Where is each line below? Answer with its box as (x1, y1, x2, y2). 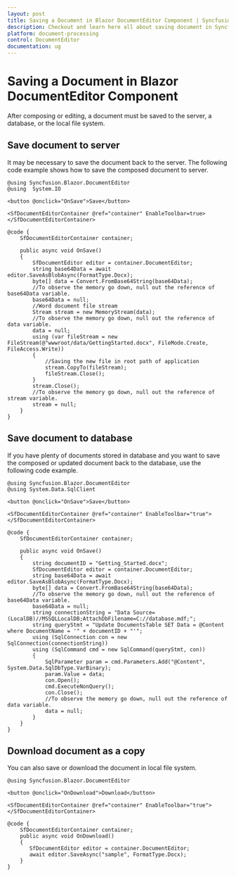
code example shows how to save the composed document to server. (7, 165, 209, 174)
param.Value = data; (44, 670, 105, 678)
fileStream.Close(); (44, 370, 105, 377)
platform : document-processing (7, 30, 99, 37)
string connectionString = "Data (32, 609, 131, 616)
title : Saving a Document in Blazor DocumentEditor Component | (7, 17, 199, 24)
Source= (133, 609, 156, 616)
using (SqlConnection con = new (32, 633, 128, 641)
